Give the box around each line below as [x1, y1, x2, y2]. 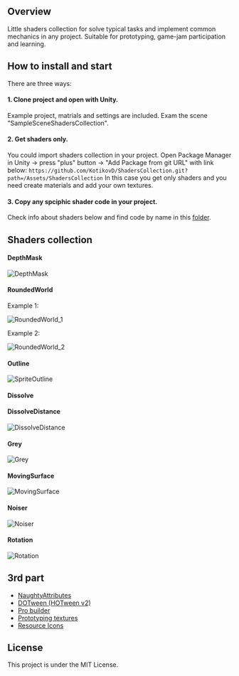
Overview [7, 6, 52, 18]
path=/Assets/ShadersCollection [7, 175, 103, 182]
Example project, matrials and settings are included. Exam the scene [7, 111, 208, 119]
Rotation [7, 536, 33, 544]
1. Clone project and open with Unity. [7, 95, 119, 104]
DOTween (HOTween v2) [17, 599, 91, 607]
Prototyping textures [17, 613, 78, 622]
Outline [7, 359, 30, 367]
